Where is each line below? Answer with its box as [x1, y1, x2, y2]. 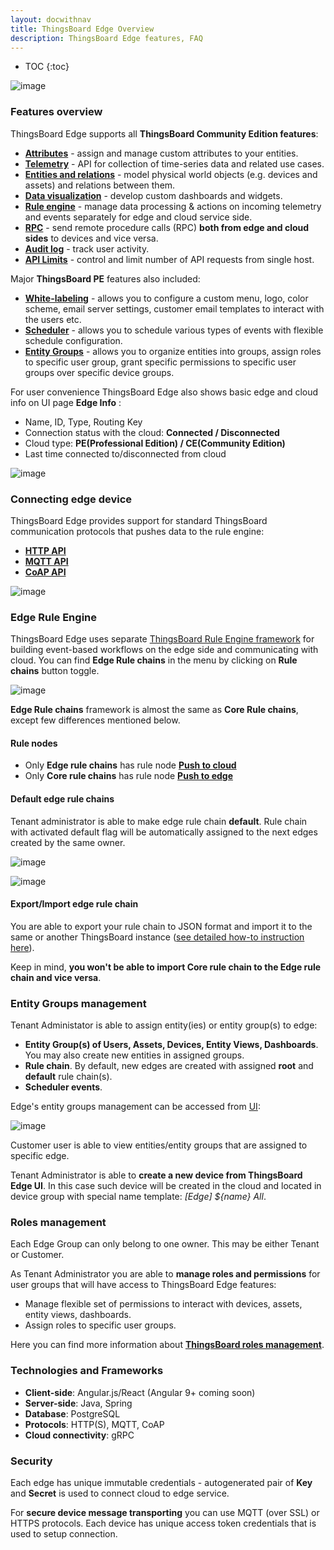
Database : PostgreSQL [24, 1407, 121, 1420]
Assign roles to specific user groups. [24, 1319, 177, 1331]
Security [10, 1454, 53, 1468]
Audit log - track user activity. [24, 242, 150, 255]
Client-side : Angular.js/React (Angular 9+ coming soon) [24, 1386, 256, 1398]
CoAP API [24, 566, 67, 578]
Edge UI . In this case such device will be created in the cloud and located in [10, 1180, 322, 1192]
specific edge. [10, 1150, 70, 1162]
